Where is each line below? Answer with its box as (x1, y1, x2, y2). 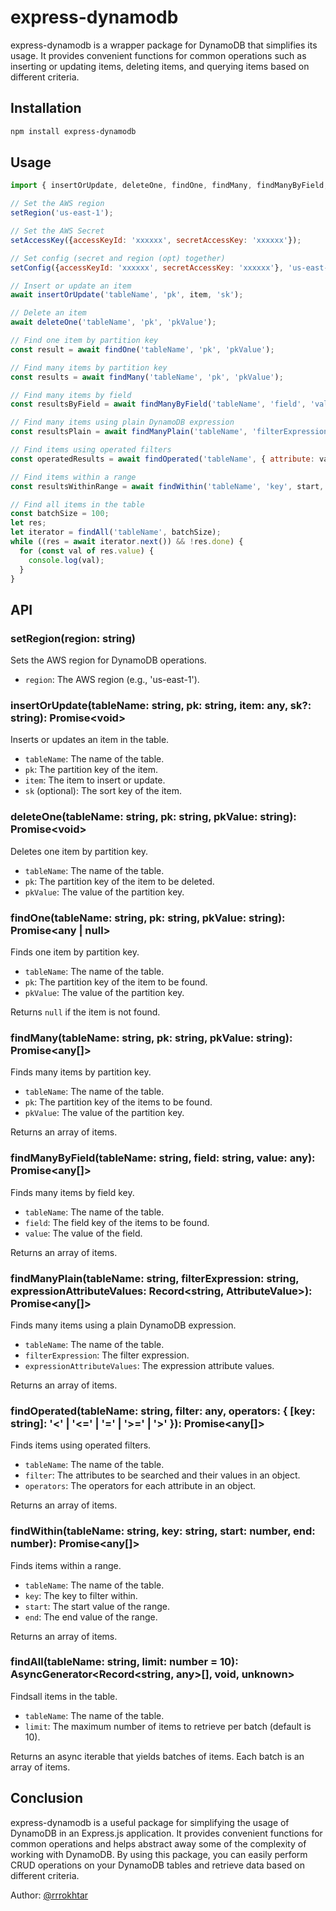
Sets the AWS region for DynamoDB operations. (10, 654, 207, 666)
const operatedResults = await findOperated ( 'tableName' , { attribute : (10, 454, 315, 464)
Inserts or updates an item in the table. (10, 734, 170, 746)
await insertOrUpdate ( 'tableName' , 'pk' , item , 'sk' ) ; (10, 290, 244, 300)
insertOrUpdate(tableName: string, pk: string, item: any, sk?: (10, 699, 312, 713)
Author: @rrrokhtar (10, 1889, 89, 1901)
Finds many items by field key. (10, 1186, 135, 1198)
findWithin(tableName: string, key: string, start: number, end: (10, 1524, 316, 1538)
